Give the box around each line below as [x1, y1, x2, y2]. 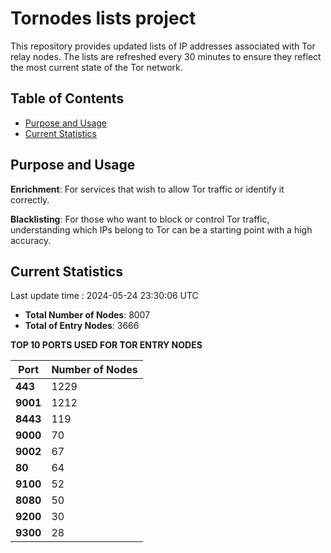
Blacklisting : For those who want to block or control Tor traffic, [10, 213, 270, 225]
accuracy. [10, 234, 52, 246]
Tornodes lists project [10, 7, 197, 30]
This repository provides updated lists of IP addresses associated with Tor [10, 40, 316, 52]
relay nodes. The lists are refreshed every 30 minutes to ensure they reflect [10, 50, 322, 62]
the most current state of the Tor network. [10, 61, 183, 73]
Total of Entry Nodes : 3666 [24, 320, 140, 332]
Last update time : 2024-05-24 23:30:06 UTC [10, 290, 199, 302]
